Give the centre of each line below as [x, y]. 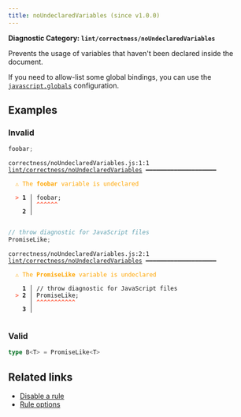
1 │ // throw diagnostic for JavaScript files [100, 288]
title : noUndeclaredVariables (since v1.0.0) [84, 15]
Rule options [40, 404]
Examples [33, 110]
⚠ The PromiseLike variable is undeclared [86, 274]
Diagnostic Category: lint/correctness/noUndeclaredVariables [112, 38]
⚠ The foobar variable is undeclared [77, 184]
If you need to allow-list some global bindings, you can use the [110, 77]
